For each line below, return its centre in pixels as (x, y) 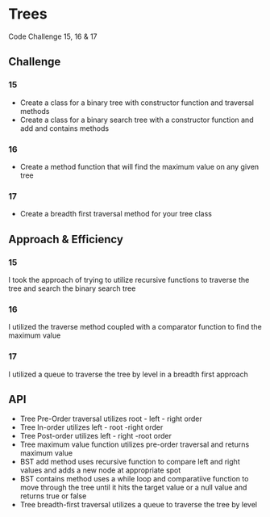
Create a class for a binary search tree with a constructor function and (137, 120)
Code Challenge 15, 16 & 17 (53, 36)
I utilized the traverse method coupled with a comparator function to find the (135, 327)
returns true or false (53, 496)
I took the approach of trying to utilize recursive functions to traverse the (129, 280)
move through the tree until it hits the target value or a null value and (133, 488)
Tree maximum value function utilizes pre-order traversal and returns (135, 444)
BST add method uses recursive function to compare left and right (130, 462)
